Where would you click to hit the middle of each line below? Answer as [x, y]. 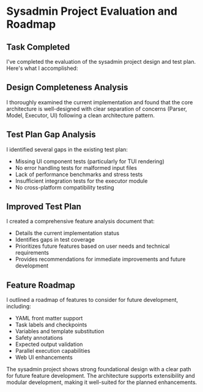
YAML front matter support [49, 318]
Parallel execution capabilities [53, 351]
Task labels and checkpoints [51, 325]
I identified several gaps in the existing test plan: [67, 149]
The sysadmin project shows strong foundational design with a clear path [99, 369]
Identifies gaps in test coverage [55, 240]
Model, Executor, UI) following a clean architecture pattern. [80, 115]
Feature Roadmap [41, 285]
